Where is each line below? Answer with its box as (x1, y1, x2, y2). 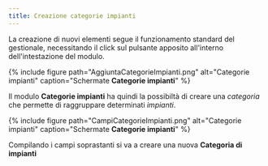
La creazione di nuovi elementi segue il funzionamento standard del (8, 34, 236, 44)
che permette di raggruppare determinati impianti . (8, 100, 176, 109)
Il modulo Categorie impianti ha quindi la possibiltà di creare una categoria (8, 91, 260, 101)
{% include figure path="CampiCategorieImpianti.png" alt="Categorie (8, 115, 242, 126)
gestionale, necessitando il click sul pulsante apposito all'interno (8, 42, 224, 53)
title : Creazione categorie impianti (8, 11, 136, 20)
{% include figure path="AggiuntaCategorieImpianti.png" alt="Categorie (8, 66, 250, 77)
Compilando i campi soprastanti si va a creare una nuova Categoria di (8, 139, 243, 150)
